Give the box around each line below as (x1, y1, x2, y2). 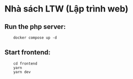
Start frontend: (4, 48, 51, 56)
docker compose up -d (13, 35, 57, 40)
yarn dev (13, 69, 31, 74)
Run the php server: (4, 23, 66, 31)
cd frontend (13, 61, 37, 66)
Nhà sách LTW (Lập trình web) (4, 3, 129, 14)
